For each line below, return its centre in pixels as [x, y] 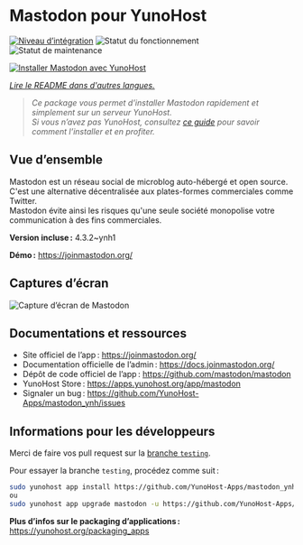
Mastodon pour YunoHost [108, 16]
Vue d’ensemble [56, 160]
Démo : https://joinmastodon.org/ [71, 254]
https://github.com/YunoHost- [143, 393]
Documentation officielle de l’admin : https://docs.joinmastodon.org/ [148, 365]
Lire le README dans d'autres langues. [82, 85]
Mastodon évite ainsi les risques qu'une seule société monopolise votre [142, 210]
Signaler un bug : [54, 393]
